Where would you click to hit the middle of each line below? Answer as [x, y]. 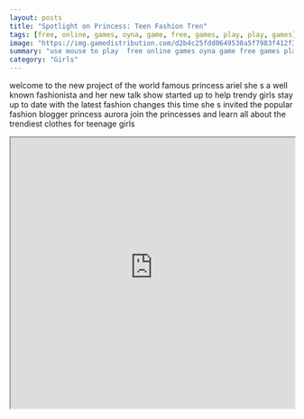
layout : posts [36, 18]
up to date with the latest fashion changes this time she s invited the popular [151, 104]
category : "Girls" [44, 60]
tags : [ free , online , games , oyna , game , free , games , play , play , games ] [153, 34]
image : [22, 43]
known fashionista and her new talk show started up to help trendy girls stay [151, 95]
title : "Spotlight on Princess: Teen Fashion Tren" [108, 26]
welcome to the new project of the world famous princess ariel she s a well [149, 85]
